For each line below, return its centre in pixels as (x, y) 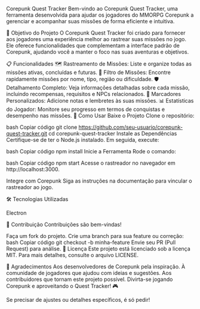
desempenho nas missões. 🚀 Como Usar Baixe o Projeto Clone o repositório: (100, 115)
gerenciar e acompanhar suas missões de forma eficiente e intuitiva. (90, 21)
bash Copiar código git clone (42, 127)
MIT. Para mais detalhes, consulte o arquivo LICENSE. (73, 255)
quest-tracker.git (27, 133)
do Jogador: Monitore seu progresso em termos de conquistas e (86, 109)
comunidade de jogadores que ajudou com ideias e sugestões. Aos (89, 273)
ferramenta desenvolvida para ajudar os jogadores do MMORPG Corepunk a (100, 15)
